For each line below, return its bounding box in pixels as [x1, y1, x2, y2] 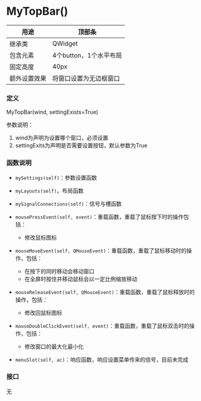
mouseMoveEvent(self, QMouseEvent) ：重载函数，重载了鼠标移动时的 [15, 247, 187, 254]
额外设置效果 [9, 74, 47, 82]
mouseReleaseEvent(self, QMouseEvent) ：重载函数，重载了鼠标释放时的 [15, 288, 195, 295]
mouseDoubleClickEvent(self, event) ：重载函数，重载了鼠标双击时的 [15, 322, 190, 329]
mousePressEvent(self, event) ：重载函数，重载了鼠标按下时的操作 [15, 213, 184, 220]
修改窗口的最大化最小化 [24, 343, 84, 350]
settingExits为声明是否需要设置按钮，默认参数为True [15, 142, 148, 149]
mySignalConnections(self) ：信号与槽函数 [15, 200, 122, 207]
